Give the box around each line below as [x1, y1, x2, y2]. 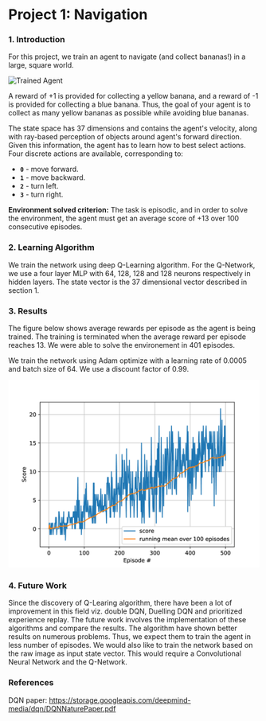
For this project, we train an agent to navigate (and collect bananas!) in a [8, 52, 246, 61]
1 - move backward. [19, 173, 86, 182]
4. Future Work [8, 580, 68, 591]
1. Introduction [8, 34, 65, 45]
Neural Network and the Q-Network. [8, 657, 127, 667]
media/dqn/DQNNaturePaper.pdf [8, 703, 116, 713]
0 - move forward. [19, 165, 79, 174]
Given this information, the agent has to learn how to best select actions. [8, 141, 247, 150]
